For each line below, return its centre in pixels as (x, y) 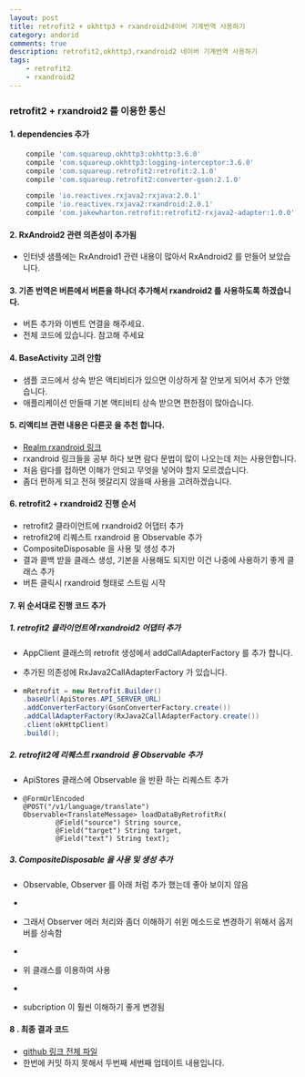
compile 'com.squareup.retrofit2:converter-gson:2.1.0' (134, 179)
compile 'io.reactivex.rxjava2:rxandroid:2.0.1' (120, 205)
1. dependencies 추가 (49, 134)
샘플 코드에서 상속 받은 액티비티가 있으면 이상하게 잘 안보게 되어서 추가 (147, 380)
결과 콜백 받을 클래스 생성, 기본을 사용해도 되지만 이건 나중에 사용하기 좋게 (153, 560)
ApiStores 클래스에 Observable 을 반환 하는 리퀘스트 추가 (126, 779)
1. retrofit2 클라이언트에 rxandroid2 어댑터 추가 (95, 628)
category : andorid (44, 35)
